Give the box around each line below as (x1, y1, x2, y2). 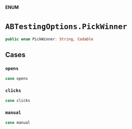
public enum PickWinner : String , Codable (5, 36, 94, 42)
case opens (5, 76, 28, 81)
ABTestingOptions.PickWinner (5, 22, 127, 32)
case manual (5, 120, 30, 125)
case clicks (5, 98, 30, 103)
